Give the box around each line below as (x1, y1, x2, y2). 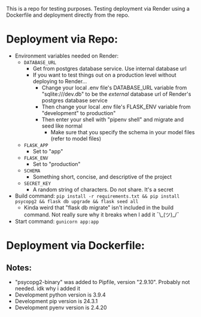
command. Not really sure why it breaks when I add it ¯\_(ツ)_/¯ (23, 211, 179, 218)
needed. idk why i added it (14, 285, 81, 292)
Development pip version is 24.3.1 (14, 297, 98, 304)
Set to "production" (32, 160, 81, 167)
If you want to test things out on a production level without (32, 71, 176, 79)
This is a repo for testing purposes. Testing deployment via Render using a (6, 5, 190, 12)
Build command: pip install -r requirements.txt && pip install (14, 192, 180, 200)
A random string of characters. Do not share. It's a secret (32, 186, 173, 193)
